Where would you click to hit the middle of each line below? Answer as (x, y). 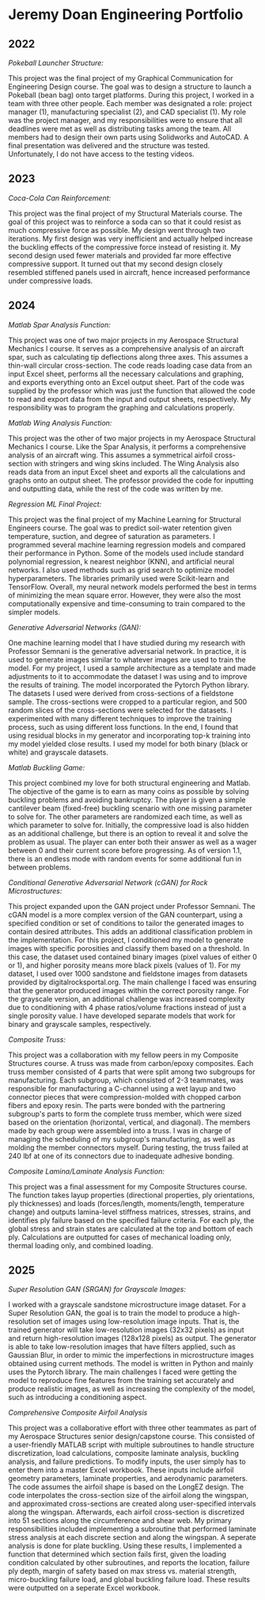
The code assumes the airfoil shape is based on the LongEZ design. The (126, 1487)
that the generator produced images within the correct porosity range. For (129, 990)
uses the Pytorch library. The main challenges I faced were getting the (123, 1372)
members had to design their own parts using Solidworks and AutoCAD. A (129, 137)
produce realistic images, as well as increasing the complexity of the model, (132, 1389)
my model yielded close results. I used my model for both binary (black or (128, 743)
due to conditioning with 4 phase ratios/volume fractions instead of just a (127, 1007)
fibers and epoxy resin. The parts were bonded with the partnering (117, 1105)
